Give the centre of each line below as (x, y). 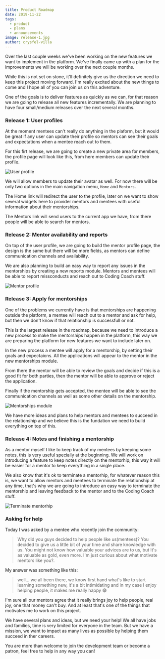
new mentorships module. (32, 361)
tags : (11, 19)
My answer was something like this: (42, 570)
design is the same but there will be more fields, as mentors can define (78, 251)
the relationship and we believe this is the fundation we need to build (75, 420)
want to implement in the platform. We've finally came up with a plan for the (82, 62)
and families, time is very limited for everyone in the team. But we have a (79, 626)
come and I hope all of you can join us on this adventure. (63, 87)
